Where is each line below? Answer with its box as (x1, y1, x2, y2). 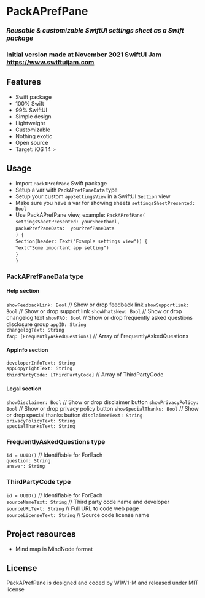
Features (6, 77, 41, 87)
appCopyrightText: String (6, 365, 72, 371)
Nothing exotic (15, 132, 53, 139)
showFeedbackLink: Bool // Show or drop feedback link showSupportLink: (6, 301, 189, 308)
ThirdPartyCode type (6, 478, 71, 486)
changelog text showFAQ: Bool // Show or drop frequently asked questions (6, 314, 193, 321)
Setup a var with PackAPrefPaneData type (15, 186, 118, 193)
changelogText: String (6, 327, 64, 333)
